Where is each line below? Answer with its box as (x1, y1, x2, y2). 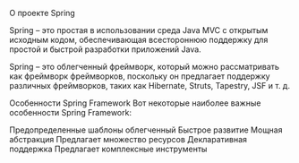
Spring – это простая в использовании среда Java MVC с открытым (9, 25, 269, 35)
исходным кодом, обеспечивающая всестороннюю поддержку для (9, 35, 269, 45)
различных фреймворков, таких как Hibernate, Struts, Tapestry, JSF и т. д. (9, 81, 291, 90)
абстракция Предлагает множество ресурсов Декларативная (9, 134, 248, 144)
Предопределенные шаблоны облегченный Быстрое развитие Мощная (9, 124, 283, 135)
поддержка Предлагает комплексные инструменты (9, 143, 208, 154)
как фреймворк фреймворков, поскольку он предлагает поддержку (9, 71, 270, 81)
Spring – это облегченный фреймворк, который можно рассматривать (9, 62, 280, 72)
